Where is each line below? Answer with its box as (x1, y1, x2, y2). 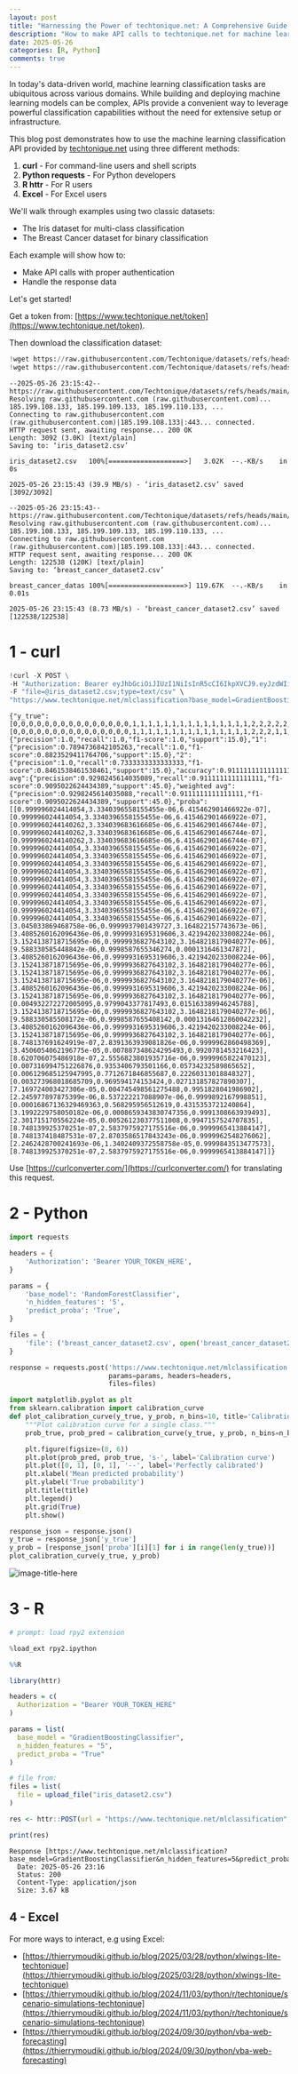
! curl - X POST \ (9, 671, 69, 680)
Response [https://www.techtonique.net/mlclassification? (9, 1847, 228, 1855)
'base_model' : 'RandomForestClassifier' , (25, 1289, 180, 1298)
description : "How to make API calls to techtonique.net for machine (9, 29, 272, 38)
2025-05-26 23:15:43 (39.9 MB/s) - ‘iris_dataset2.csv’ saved (9, 480, 244, 489)
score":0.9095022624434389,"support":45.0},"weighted (9, 782, 213, 791)
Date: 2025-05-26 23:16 (17, 1863, 105, 1871)
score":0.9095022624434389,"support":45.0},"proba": (9, 797, 208, 807)
